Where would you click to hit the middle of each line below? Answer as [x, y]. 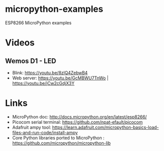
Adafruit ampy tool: [32, 127]
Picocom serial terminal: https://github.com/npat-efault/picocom [77, 122]
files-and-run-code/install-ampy [45, 132]
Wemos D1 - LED [31, 61]
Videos [20, 43]
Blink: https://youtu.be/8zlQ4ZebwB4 [50, 73]
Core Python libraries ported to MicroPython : [58, 138]
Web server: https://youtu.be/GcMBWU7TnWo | [60, 78]
